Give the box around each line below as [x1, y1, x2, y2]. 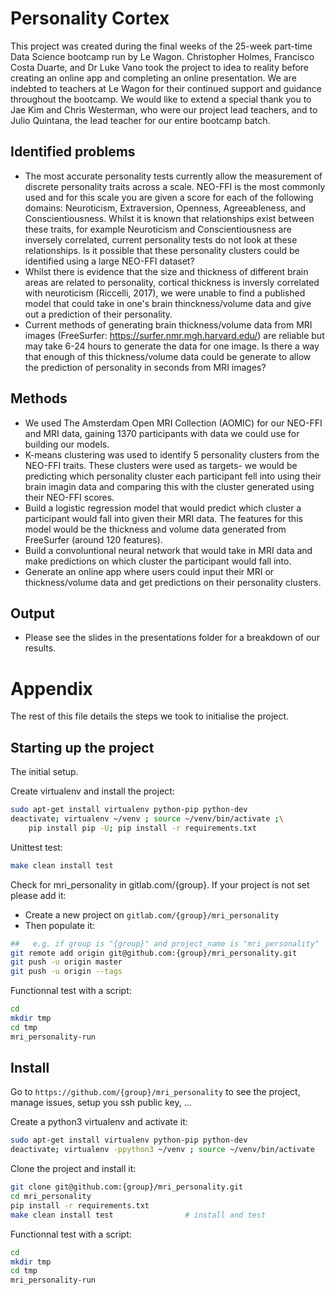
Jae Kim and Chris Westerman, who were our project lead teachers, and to [10, 103, 318, 116]
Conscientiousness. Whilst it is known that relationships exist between [24, 212, 315, 224]
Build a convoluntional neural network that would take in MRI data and [24, 544, 313, 556]
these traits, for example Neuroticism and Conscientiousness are [24, 223, 292, 235]
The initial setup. [10, 766, 79, 778]
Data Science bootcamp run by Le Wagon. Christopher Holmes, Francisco [10, 50, 315, 62]
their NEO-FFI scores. [24, 491, 115, 503]
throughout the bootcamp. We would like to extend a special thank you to [10, 93, 312, 105]
